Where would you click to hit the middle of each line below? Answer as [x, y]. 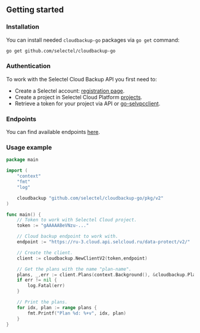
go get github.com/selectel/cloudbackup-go [61, 51]
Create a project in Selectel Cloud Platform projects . [79, 97]
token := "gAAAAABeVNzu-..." [53, 226]
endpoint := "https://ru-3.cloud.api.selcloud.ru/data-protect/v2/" [104, 242]
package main [22, 160]
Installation [23, 27]
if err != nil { [37, 280]
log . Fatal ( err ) [46, 286]
